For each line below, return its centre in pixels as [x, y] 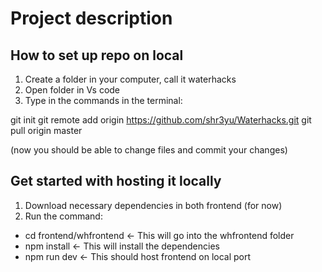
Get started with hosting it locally [116, 181]
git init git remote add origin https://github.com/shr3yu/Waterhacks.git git [161, 120]
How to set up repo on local [97, 55]
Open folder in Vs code [72, 90]
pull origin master [46, 130]
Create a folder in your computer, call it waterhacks [130, 79]
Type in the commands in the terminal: [103, 100]
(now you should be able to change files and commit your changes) [149, 150]
